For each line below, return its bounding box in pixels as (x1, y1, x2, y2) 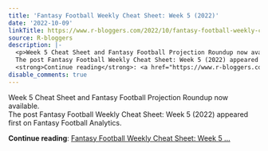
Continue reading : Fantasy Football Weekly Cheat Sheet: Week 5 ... (8, 133, 231, 143)
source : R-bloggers (8, 33, 73, 42)
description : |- (8, 41, 62, 49)
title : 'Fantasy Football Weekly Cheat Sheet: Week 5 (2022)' (8, 11, 219, 20)
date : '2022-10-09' (8, 19, 73, 27)
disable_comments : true (8, 71, 88, 79)
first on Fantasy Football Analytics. (8, 118, 122, 127)
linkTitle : (8, 26, 45, 34)
